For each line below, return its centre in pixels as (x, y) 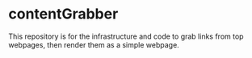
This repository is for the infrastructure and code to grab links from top (126, 36)
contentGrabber (63, 14)
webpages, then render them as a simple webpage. (94, 44)
